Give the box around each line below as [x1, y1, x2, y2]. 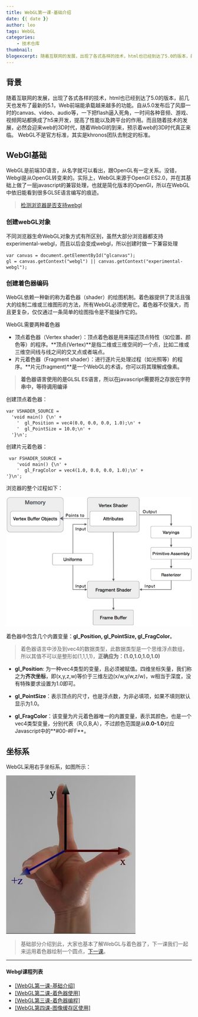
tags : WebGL [6, 28, 35, 34]
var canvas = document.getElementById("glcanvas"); [6, 252, 136, 259]
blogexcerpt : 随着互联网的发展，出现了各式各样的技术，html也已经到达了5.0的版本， [6, 53, 190, 59]
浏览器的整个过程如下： [6, 484, 63, 491]
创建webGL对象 [6, 218, 51, 226]
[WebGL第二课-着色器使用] [14, 990, 81, 997]
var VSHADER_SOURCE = [6, 408, 60, 414]
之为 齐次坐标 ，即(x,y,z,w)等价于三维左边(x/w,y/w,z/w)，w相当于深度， [14, 673, 186, 680]
